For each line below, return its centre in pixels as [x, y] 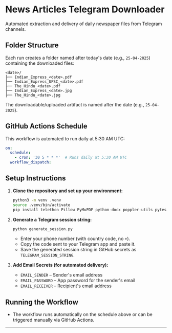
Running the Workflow [42, 302]
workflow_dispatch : [31, 162]
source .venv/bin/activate [41, 205]
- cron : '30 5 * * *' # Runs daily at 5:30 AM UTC [71, 158]
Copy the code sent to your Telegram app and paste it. [78, 244]
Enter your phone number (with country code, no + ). [75, 239]
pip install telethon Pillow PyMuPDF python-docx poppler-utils [83, 210]
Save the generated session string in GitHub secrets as [78, 250]
